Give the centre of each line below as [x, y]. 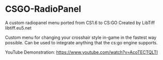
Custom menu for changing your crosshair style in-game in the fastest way [81, 37]
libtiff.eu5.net [18, 28]
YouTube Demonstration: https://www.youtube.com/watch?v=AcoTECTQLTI [81, 52]
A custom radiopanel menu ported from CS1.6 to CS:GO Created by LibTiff [80, 23]
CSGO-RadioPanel [43, 9]
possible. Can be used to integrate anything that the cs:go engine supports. [81, 42]
